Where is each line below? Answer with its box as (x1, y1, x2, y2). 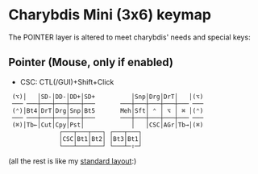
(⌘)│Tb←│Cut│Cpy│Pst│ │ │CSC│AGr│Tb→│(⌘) (11, 121, 204, 129)
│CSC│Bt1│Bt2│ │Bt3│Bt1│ (59, 135, 143, 143)
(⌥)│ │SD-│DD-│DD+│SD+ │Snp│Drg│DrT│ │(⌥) (11, 93, 204, 101)
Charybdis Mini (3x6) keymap (8, 6, 212, 24)
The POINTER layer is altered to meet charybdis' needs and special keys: (8, 32, 252, 42)
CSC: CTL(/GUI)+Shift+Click (19, 77, 114, 86)
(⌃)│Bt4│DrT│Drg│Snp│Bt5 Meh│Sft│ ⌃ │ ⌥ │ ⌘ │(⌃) (11, 106, 204, 114)
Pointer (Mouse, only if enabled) (8, 56, 173, 69)
